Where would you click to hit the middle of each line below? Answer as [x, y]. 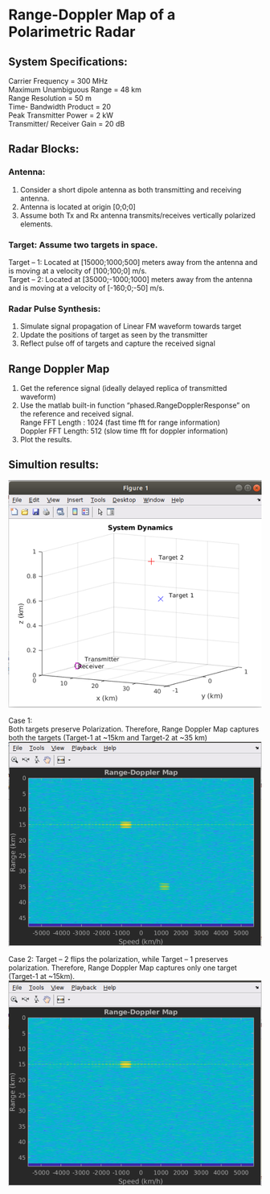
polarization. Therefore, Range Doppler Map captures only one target [123, 968]
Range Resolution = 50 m [50, 98]
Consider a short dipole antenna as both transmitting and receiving [131, 189]
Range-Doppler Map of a [92, 15]
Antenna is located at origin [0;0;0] [78, 206]
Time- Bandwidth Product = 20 [59, 107]
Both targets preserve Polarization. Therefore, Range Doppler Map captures [134, 729]
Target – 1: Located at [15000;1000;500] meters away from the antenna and [133, 262]
